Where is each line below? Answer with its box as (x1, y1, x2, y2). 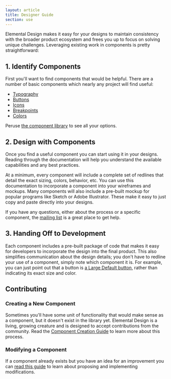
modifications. (5, 369, 36, 375)
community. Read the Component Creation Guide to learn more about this (5, 328, 160, 334)
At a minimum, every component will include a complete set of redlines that (5, 172, 164, 178)
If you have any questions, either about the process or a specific (5, 209, 141, 215)
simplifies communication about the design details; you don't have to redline (5, 254, 166, 260)
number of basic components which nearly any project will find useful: (5, 81, 154, 87)
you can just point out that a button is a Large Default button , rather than (5, 264, 158, 271)
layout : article (5, 7, 40, 13)
